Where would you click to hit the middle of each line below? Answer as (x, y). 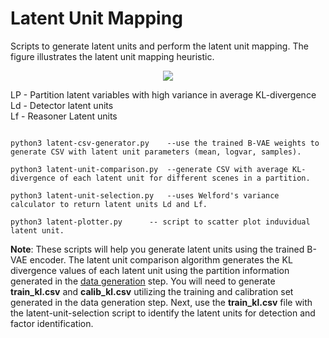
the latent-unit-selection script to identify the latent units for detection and (163, 313)
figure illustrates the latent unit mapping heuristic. (112, 56)
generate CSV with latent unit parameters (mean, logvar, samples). (156, 152)
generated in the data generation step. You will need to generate (143, 281)
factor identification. (52, 323)
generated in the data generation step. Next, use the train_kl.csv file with (161, 302)
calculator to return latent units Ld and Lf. (109, 204)
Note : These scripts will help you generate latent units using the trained (157, 249)
